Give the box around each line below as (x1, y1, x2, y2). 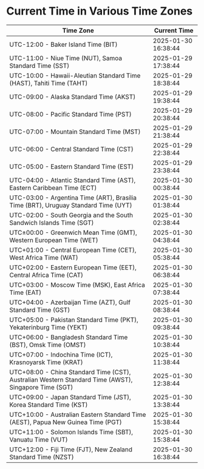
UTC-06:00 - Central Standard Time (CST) (9, 144, 134, 153)
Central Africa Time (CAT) (9, 271, 84, 279)
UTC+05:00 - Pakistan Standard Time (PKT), (9, 315, 138, 324)
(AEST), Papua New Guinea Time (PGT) (9, 417, 123, 426)
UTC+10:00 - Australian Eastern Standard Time (9, 410, 146, 419)
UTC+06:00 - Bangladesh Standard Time (9, 332, 128, 341)
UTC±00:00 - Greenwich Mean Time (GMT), (9, 228, 138, 237)
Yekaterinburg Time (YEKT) (9, 323, 88, 331)
